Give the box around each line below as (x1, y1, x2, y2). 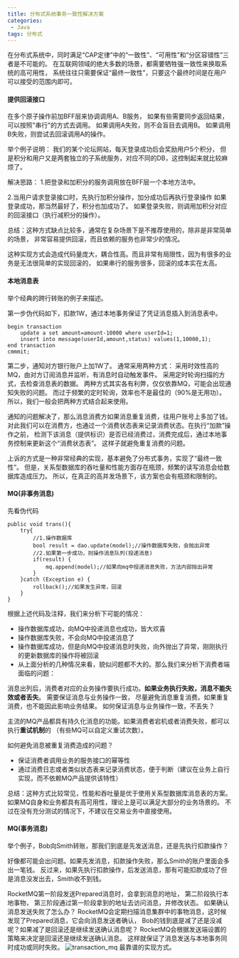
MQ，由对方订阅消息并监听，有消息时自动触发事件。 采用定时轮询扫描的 (7, 370, 219, 379)
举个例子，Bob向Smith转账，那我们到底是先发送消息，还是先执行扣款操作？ (7, 841, 229, 851)
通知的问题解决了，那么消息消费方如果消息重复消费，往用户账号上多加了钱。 (7, 412, 232, 421)
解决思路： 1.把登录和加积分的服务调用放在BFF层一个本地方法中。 (7, 178, 200, 186)
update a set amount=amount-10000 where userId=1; (20, 329, 174, 337)
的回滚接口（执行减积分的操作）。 (7, 211, 105, 219)
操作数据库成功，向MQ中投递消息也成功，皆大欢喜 (17, 624, 166, 633)
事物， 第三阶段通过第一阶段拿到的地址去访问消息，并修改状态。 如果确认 (13, 898, 229, 907)
